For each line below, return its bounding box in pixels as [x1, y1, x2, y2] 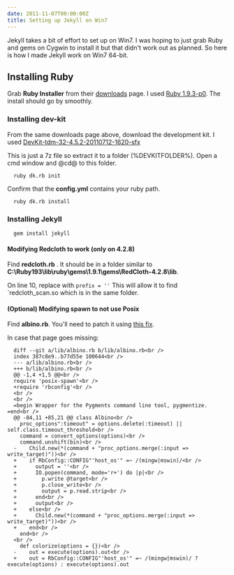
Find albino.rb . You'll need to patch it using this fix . [7, 320, 155, 328]
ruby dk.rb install [13, 198, 71, 205]
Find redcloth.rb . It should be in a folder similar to [7, 260, 152, 269]
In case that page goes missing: [7, 333, 99, 342]
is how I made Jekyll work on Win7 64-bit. [7, 50, 129, 59]
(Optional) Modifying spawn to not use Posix [7, 305, 140, 313]
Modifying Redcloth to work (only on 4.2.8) [7, 245, 135, 253]
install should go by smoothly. [7, 97, 93, 105]
